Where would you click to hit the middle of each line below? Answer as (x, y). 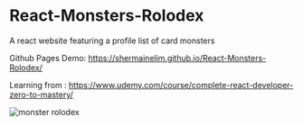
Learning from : (38, 85)
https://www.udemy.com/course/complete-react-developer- (181, 85)
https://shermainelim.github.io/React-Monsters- (177, 58)
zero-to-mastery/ (42, 94)
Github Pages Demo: (48, 58)
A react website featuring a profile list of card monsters (112, 40)
